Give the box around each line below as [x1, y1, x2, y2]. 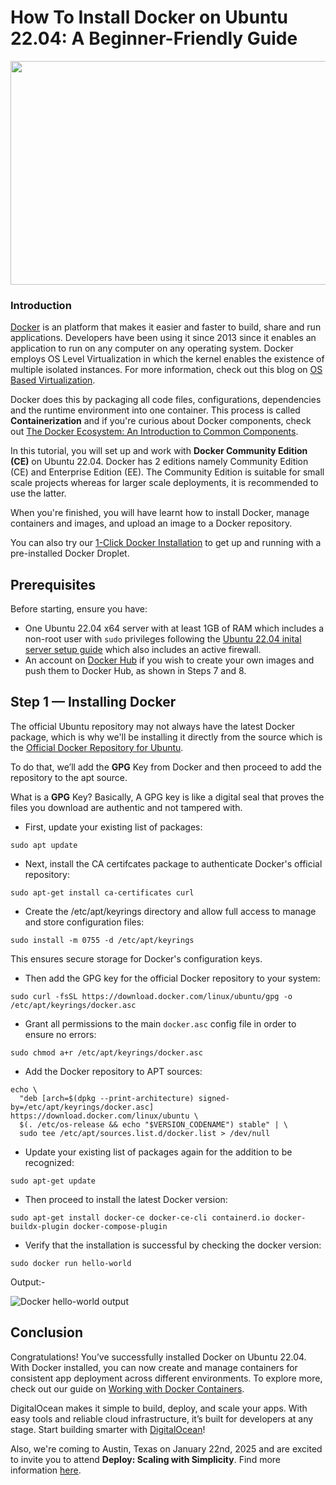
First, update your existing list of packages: [24, 821, 203, 833]
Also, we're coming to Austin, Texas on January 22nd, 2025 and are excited [10, 1442, 323, 1455]
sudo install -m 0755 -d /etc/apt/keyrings [10, 935, 195, 945]
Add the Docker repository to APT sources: [24, 1065, 203, 1077]
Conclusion [10, 1324, 84, 1341]
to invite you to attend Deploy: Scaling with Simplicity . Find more [10, 1453, 281, 1465]
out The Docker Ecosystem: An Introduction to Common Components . [10, 426, 299, 438]
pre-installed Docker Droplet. [10, 547, 130, 560]
